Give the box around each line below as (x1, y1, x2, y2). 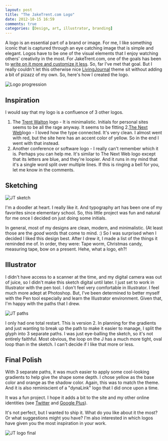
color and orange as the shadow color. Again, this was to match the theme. (5, 379, 159, 386)
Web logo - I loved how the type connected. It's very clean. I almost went (12, 129, 162, 135)
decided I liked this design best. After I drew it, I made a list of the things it (5, 235, 158, 241)
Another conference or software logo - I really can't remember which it (12, 145, 158, 151)
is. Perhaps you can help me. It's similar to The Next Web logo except (12, 151, 156, 157)
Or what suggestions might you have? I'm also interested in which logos (5, 415, 153, 421)
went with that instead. (12, 140, 60, 146)
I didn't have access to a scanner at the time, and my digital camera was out (5, 274, 162, 280)
